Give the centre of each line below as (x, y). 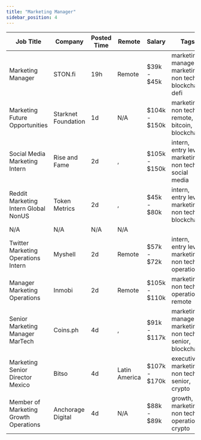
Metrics (64, 208)
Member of (25, 402)
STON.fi (65, 74)
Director (21, 377)
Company (69, 41)
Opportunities (28, 125)
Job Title (29, 41)
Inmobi (63, 290)
